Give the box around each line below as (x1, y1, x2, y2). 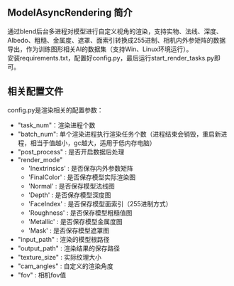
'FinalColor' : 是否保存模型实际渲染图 (28, 173, 136, 181)
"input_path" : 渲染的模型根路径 (17, 235, 110, 243)
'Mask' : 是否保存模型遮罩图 (28, 226, 110, 235)
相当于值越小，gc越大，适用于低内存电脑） (30, 138, 156, 147)
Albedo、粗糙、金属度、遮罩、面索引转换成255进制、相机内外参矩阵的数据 (7, 36, 225, 44)
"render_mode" (17, 155, 63, 164)
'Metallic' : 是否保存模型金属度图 (28, 217, 123, 226)
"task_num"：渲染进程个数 (17, 120, 96, 129)
